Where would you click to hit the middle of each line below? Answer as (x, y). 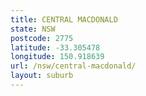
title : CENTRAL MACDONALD (64, 19)
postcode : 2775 (42, 38)
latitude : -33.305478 (55, 47)
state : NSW (33, 29)
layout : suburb (42, 76)
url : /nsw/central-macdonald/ (73, 66)
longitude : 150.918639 (57, 57)
